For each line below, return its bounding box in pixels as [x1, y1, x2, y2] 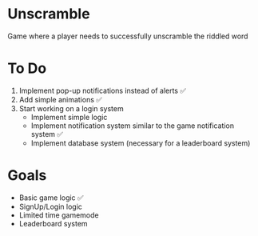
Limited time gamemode [18, 210, 99, 220]
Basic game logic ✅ [18, 193, 84, 202]
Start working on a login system [18, 103, 125, 113]
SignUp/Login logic [18, 202, 83, 211]
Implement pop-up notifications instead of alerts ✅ [18, 86, 187, 95]
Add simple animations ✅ [18, 94, 103, 104]
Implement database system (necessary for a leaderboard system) [30, 138, 251, 148]
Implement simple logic [30, 112, 108, 122]
